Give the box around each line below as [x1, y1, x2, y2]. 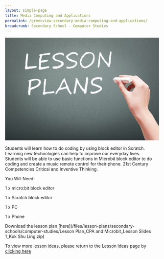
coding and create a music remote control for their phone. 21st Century [5, 161, 148, 167]
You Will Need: [5, 176, 35, 182]
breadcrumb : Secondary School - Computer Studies [5, 24, 109, 28]
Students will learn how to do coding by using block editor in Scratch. [5, 145, 145, 151]
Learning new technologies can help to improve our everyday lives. [5, 151, 141, 157]
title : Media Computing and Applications [5, 13, 91, 18]
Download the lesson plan [5, 223, 58, 229]
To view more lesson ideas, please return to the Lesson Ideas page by [5, 243, 146, 249]
